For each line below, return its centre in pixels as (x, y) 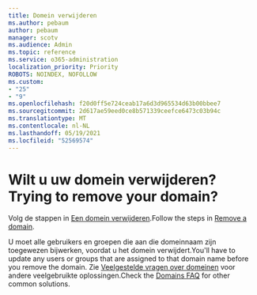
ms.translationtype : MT (47, 119)
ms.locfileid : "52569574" (51, 140)
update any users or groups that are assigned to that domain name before (128, 259)
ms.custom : (26, 81)
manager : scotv (33, 38)
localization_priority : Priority (63, 67)
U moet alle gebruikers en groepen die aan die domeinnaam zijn (112, 242)
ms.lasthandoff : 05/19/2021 (55, 133)
